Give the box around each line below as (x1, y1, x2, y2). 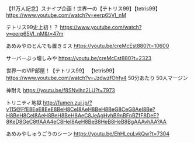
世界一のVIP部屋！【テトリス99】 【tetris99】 (6, 67, 118, 74)
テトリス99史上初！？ (6, 24, 59, 30)
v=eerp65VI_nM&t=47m (6, 30, 64, 37)
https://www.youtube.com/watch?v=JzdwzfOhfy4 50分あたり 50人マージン (6, 75, 188, 81)
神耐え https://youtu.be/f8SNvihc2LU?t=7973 (6, 87, 115, 93)
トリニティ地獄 (6, 99, 42, 106)
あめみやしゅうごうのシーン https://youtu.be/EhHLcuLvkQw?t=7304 (6, 130, 169, 137)
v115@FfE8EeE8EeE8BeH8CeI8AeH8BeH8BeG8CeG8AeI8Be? (6, 106, 156, 113)
